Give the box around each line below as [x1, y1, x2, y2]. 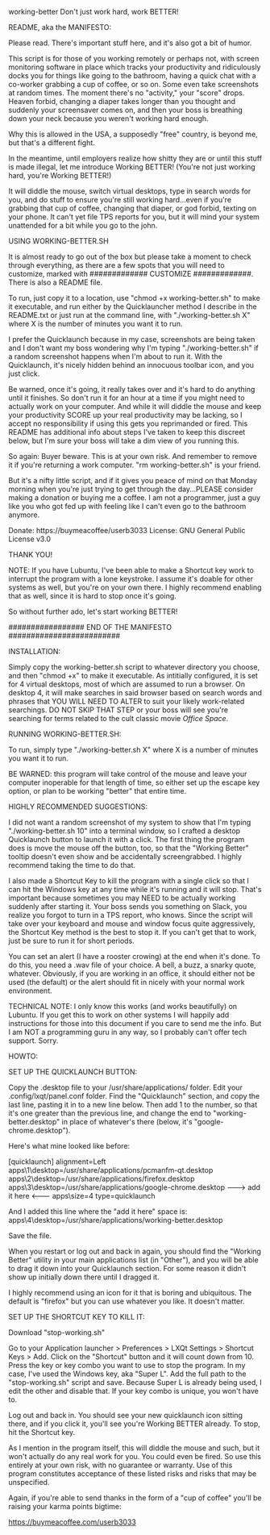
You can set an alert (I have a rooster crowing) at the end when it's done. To [8, 952, 260, 961]
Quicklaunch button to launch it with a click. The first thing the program [8, 835, 245, 844]
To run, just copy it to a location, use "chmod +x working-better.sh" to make [8, 294, 260, 302]
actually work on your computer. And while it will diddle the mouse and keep [8, 402, 262, 411]
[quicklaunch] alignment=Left [8, 1157, 106, 1166]
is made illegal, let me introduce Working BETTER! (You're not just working [8, 162, 255, 172]
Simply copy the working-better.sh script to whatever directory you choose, [8, 662, 260, 672]
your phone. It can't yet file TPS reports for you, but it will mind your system [8, 212, 260, 221]
